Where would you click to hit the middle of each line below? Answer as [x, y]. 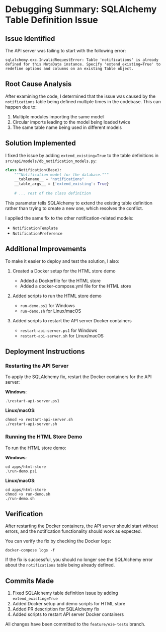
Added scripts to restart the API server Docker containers [72, 320]
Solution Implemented [41, 143]
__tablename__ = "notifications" [49, 179]
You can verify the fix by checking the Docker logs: [58, 541]
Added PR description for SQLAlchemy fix [56, 609]
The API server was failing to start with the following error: [66, 51]
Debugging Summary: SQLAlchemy [81, 9]
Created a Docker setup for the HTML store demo [64, 271]
